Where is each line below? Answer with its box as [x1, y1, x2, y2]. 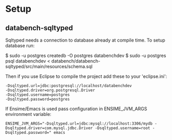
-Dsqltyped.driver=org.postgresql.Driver [5, 88, 95, 93]
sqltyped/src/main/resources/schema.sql [5, 64, 93, 69]
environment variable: [5, 111, 51, 117]
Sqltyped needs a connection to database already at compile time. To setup [5, 37, 165, 43]
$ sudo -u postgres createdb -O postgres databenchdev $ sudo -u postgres [5, 52, 166, 58]
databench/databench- [51, 58, 101, 64]
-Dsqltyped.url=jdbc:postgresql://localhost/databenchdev [5, 83, 132, 88]
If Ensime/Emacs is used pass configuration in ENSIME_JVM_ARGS [5, 106, 147, 112]
